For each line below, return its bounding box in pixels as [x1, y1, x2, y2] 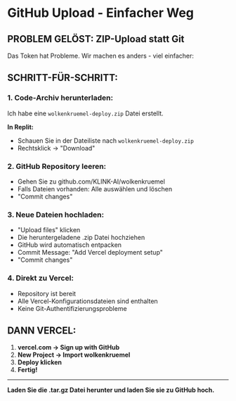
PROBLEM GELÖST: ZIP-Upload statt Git [7, 33, 185, 45]
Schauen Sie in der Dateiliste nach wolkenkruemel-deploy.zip [17, 136, 195, 145]
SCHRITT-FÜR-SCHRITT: [7, 72, 118, 84]
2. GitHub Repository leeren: [7, 161, 107, 171]
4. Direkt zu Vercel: [7, 273, 74, 283]
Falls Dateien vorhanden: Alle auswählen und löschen [17, 184, 173, 193]
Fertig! [17, 366, 38, 374]
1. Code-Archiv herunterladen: [7, 93, 114, 103]
